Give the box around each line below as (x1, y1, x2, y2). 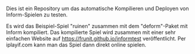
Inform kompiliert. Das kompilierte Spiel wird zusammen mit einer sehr (6, 29, 176, 36)
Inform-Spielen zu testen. (6, 11, 68, 18)
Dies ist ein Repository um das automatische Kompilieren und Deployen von (6, 5, 189, 12)
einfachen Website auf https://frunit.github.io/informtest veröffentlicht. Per (6, 35, 186, 42)
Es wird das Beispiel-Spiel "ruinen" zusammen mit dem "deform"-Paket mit (6, 23, 188, 29)
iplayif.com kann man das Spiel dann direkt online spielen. (6, 41, 147, 48)
